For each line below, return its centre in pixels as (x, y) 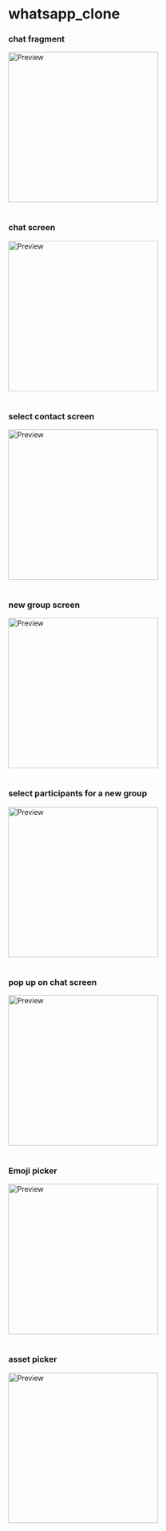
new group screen (44, 605)
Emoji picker (33, 1170)
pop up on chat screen (53, 982)
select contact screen (51, 416)
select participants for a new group (78, 793)
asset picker (33, 1359)
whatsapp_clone (64, 14)
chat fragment (37, 39)
